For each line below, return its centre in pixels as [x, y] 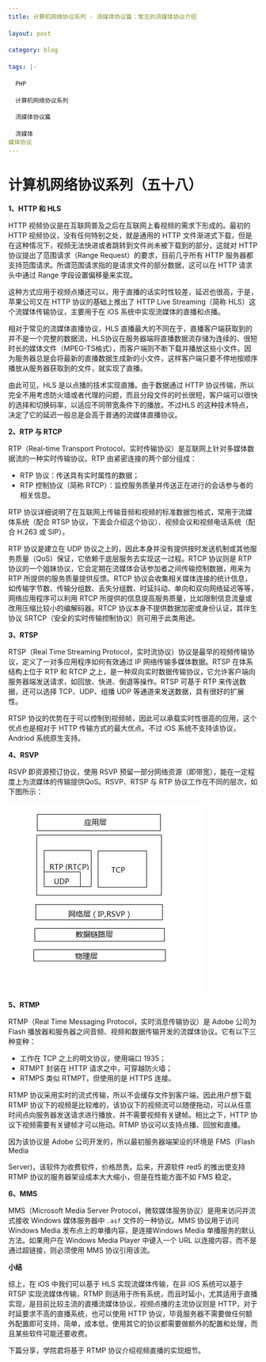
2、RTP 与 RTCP [35, 432]
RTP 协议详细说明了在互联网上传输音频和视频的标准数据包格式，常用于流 [127, 512]
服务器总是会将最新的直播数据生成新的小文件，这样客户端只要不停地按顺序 [136, 358]
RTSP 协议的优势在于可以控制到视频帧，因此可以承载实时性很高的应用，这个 [133, 718]
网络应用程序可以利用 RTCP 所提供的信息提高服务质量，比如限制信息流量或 [130, 598]
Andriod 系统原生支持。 [47, 738]
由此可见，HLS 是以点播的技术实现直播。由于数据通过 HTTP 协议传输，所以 [131, 385]
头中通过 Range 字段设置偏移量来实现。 [72, 274]
